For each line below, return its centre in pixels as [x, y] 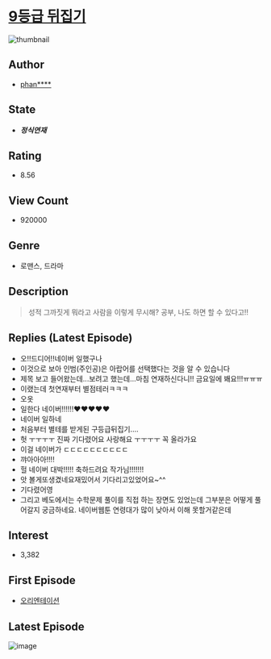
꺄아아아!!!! [37, 459]
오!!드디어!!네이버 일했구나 [61, 358]
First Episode [42, 580]
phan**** [35, 84]
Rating [25, 155]
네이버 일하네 [41, 419]
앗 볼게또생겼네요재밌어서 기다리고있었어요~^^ [93, 479]
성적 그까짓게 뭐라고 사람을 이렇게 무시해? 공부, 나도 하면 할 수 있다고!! [138, 312]
